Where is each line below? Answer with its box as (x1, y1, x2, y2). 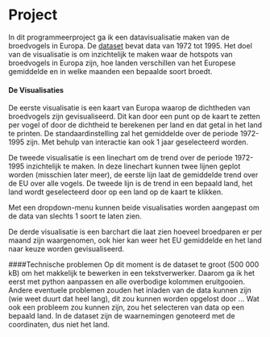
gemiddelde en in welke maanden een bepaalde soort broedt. (8, 66, 213, 76)
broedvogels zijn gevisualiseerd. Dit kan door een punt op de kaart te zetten (8, 111, 260, 122)
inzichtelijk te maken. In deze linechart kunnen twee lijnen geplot (26, 161, 241, 171)
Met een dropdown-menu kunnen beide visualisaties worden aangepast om (8, 203, 260, 213)
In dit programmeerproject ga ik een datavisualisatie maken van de (8, 32, 230, 42)
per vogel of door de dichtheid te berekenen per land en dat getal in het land (8, 120, 263, 130)
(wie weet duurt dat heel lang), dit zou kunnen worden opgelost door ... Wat (8, 294, 260, 304)
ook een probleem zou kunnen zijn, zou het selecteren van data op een (8, 302, 244, 312)
